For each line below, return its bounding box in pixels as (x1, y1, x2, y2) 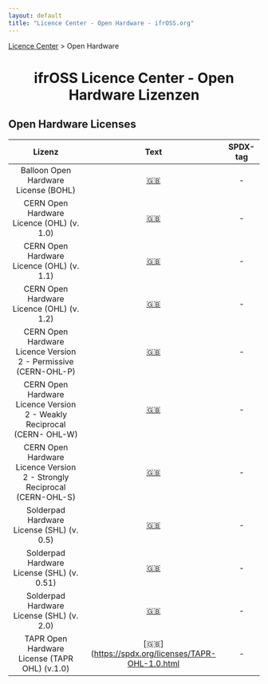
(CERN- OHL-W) (14, 428, 78, 439)
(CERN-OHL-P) (15, 366, 76, 377)
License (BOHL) (15, 184, 76, 195)
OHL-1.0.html (127, 658, 180, 669)
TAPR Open (24, 633, 68, 644)
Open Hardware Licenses (8, 117, 137, 132)
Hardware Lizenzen (68, 85, 200, 104)
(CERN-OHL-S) (15, 491, 76, 502)
